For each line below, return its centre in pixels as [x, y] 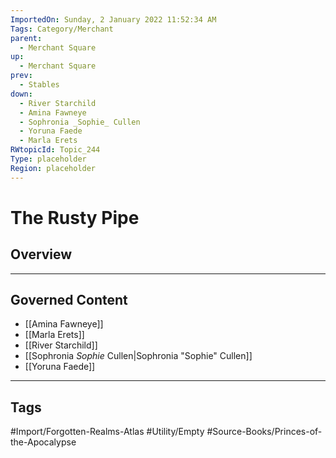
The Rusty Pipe [75, 217]
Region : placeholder [53, 168]
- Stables [39, 85]
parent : [26, 38]
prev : [21, 76]
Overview [41, 254]
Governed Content [69, 300]
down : [21, 94]
